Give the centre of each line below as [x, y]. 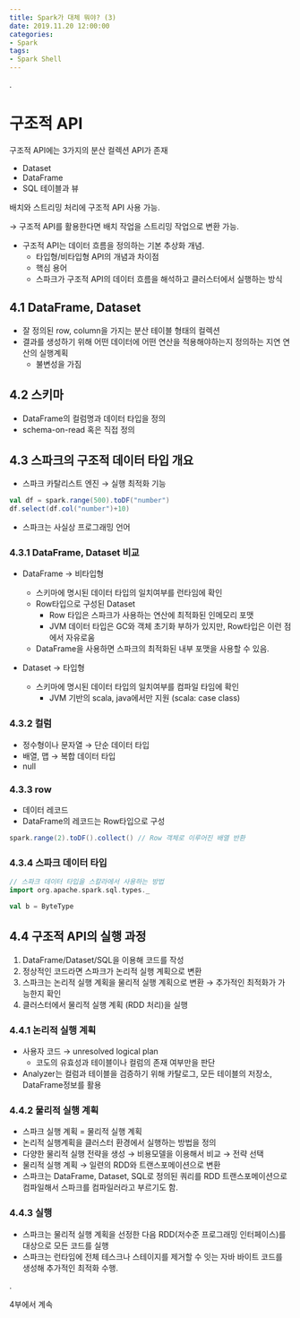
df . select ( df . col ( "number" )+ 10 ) [69, 509]
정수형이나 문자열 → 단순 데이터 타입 [86, 745]
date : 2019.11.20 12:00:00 [60, 26]
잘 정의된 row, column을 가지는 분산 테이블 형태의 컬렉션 [121, 330]
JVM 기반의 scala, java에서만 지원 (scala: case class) [145, 698]
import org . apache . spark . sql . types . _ [80, 891]
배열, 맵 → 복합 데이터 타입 [69, 756]
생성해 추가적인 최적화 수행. [70, 1268]
